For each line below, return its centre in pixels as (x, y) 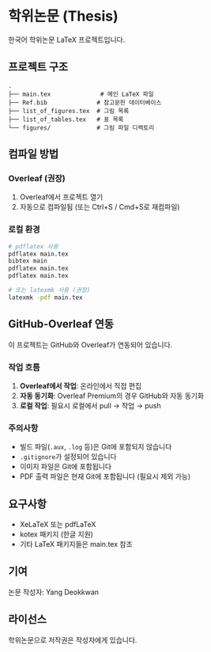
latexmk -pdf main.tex (45, 298)
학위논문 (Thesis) (63, 16)
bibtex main (28, 261)
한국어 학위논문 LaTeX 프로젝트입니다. (67, 40)
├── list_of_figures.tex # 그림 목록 (69, 111)
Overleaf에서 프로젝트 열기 (61, 197)
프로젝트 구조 (38, 67)
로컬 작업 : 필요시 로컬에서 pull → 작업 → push (90, 405)
